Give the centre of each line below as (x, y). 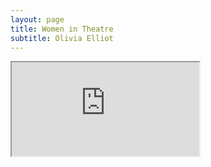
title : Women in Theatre (62, 29)
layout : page (37, 19)
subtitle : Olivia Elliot (62, 38)
